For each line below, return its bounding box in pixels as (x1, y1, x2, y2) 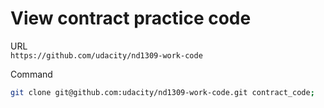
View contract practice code (10, 7, 252, 30)
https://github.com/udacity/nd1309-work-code (10, 50, 203, 61)
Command (10, 68, 53, 80)
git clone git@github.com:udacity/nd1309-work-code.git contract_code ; (10, 87, 315, 97)
